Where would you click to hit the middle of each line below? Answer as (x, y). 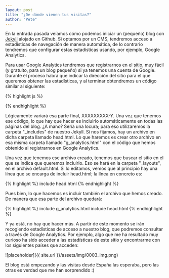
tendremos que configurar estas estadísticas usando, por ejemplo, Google (83, 50)
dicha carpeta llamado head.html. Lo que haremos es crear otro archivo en (83, 137)
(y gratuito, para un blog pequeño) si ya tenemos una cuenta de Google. (80, 70)
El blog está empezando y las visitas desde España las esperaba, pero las (82, 265)
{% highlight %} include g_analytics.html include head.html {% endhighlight (84, 209)
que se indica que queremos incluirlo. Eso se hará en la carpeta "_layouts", (83, 163)
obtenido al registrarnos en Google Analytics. (52, 148)
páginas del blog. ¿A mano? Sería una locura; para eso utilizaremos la (78, 126)
